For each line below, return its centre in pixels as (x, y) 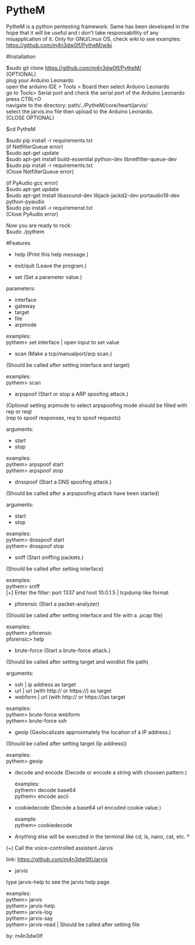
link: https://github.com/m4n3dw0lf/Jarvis (57, 859)
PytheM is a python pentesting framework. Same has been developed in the (97, 26)
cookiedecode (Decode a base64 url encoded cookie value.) (88, 807)
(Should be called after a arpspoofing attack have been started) (83, 493)
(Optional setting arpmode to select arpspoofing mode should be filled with (97, 405)
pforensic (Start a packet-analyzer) (57, 604)
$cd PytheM (21, 129)
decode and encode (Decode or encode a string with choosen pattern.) (101, 772)
